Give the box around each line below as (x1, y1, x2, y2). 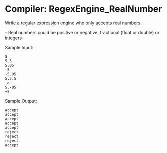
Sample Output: (5, 98, 37, 104)
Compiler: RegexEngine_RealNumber (5, 3, 162, 15)
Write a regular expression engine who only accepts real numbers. (5, 20, 142, 26)
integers (5, 35, 22, 41)
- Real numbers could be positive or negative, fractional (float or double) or (5, 29, 160, 35)
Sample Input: (5, 44, 34, 50)
